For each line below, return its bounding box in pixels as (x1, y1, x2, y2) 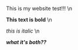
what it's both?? (6, 39, 47, 45)
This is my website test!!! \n (6, 5, 72, 12)
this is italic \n (6, 27, 40, 34)
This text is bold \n (6, 16, 53, 23)
